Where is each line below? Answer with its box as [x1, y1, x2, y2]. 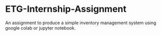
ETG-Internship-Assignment [5, 3, 127, 15]
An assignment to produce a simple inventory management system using [5, 20, 156, 26]
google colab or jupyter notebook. [5, 25, 76, 31]
